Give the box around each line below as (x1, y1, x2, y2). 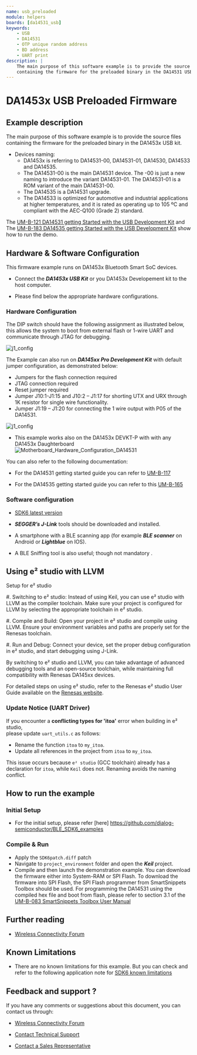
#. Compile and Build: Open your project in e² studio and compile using (6, 618, 178, 625)
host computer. (14, 281, 52, 288)
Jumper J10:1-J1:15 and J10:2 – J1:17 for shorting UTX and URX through (14, 393, 187, 400)
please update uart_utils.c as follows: (6, 729, 101, 736)
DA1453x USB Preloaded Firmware (6, 94, 177, 108)
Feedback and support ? (6, 986, 97, 996)
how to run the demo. (6, 231, 58, 238)
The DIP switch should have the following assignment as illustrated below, (6, 321, 185, 328)
